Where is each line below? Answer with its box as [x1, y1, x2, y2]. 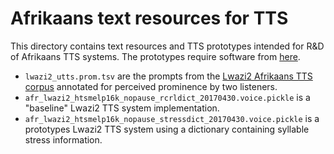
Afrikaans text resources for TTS [10, 7, 289, 30]
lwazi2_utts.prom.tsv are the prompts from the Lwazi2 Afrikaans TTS [24, 70, 313, 82]
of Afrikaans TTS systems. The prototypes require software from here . [10, 50, 301, 62]
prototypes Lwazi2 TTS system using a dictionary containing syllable [24, 123, 310, 135]
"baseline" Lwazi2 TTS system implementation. [24, 102, 220, 114]
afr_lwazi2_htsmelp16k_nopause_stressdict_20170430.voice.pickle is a [24, 112, 320, 124]
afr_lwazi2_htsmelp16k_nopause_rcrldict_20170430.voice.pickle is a [24, 91, 311, 103]
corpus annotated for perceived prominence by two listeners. [24, 80, 278, 92]
